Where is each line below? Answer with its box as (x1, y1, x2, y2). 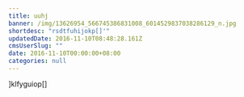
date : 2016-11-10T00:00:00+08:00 (8, 49, 121, 57)
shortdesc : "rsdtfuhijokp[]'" (8, 27, 111, 35)
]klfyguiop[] (8, 78, 48, 89)
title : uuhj (8, 11, 48, 20)
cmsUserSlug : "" (8, 42, 63, 50)
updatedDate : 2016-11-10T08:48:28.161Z (8, 34, 143, 43)
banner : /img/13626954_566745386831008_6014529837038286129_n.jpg (8, 19, 237, 27)
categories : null (8, 57, 67, 65)
